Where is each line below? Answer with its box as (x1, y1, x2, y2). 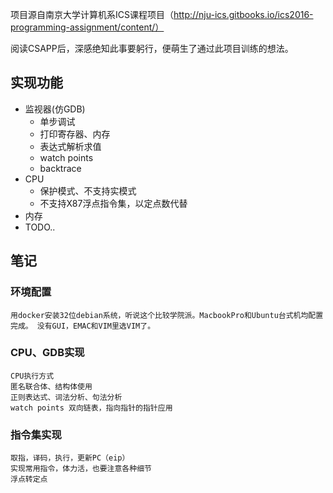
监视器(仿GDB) (24, 103, 86, 115)
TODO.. (24, 221, 56, 233)
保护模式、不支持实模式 (39, 184, 137, 197)
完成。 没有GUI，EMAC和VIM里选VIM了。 (10, 321, 156, 331)
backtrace (39, 162, 82, 174)
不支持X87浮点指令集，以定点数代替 (39, 197, 188, 209)
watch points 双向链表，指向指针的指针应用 (10, 403, 173, 413)
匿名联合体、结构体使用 (10, 381, 93, 392)
